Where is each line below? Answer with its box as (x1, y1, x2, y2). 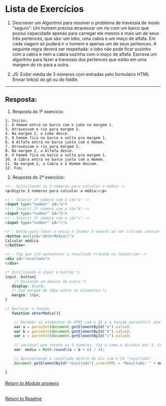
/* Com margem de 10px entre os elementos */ (11, 288, 107, 293)
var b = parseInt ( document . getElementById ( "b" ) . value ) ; (14, 329, 132, 334)
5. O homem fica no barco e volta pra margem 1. (5, 135, 107, 140)
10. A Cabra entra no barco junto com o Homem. (5, 157, 105, 162)
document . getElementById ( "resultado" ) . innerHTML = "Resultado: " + (14, 361, 156, 366)
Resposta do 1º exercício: (12, 109, 64, 114)
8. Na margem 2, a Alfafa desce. (5, 148, 74, 153)
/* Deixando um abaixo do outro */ (14, 279, 87, 284)
